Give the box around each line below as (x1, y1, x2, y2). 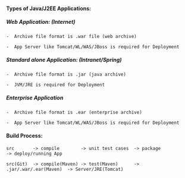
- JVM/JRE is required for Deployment (6, 82, 105, 88)
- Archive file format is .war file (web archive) (6, 33, 137, 39)
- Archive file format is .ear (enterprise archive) (6, 109, 143, 115)
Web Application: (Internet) (6, 18, 76, 26)
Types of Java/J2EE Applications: (6, 5, 91, 12)
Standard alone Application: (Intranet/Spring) (6, 57, 122, 64)
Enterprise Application (6, 94, 64, 101)
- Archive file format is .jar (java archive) (6, 71, 127, 77)
